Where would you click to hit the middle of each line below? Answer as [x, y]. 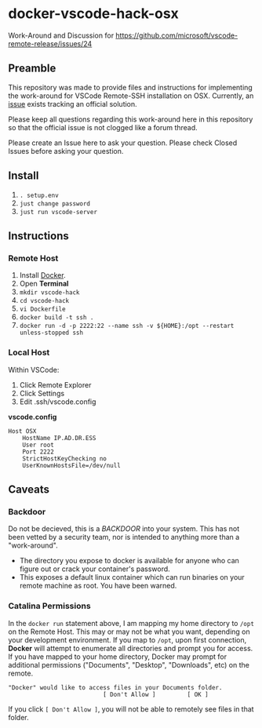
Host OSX [22, 431]
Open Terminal [44, 284]
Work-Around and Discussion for [61, 35]
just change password [55, 204]
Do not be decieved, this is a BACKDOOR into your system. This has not [124, 529]
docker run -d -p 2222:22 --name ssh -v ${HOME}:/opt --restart [127, 326]
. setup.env [39, 195]
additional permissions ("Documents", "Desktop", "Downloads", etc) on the [129, 664]
